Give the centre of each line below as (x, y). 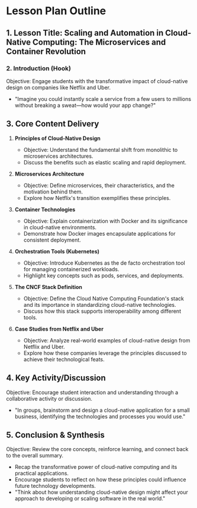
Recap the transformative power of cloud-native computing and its (96, 467)
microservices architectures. (58, 156)
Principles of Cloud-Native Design (57, 138)
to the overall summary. (35, 456)
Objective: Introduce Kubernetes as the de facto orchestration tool (104, 263)
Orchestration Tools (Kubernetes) (57, 251)
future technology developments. (55, 486)
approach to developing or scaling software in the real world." (90, 499)
